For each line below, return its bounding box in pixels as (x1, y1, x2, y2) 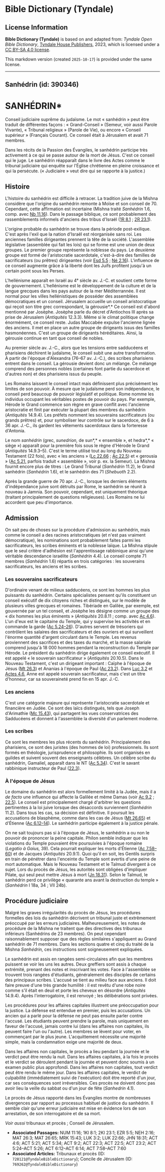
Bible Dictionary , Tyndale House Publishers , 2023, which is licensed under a (5, 41, 160, 47)
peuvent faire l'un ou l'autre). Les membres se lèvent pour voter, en (5, 1028, 141, 1034)
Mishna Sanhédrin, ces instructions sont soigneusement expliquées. (5, 946, 143, 952)
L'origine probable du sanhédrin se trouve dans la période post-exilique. (5, 226, 151, 232)
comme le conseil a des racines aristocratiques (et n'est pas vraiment (5, 532, 146, 538)
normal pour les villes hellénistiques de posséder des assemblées (5, 293, 138, 299)
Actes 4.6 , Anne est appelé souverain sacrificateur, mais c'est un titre (5, 671, 146, 677)
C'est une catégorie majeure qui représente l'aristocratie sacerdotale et (5, 700, 150, 705)
